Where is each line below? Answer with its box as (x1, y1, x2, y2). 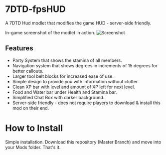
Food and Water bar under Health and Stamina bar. (12, 89, 117, 95)
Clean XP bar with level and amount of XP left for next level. (12, 84, 136, 90)
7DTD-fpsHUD (5, 3, 66, 15)
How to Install (5, 122, 63, 134)
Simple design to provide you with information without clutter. (12, 78, 139, 84)
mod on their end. (12, 105, 49, 111)
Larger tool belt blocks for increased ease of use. (12, 73, 114, 79)
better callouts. (12, 68, 44, 74)
